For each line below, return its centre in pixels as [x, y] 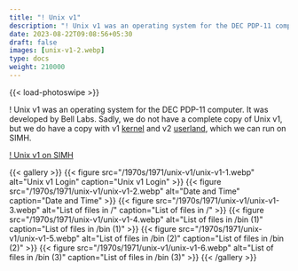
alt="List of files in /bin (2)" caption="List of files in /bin [183, 238]
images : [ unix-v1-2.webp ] [57, 51]
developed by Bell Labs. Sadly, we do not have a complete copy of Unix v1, [146, 119]
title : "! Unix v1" [45, 17]
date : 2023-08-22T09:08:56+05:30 [71, 34]
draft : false [33, 42]
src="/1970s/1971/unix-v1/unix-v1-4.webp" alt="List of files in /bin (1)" [136, 219]
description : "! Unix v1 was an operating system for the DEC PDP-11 [141, 26]
